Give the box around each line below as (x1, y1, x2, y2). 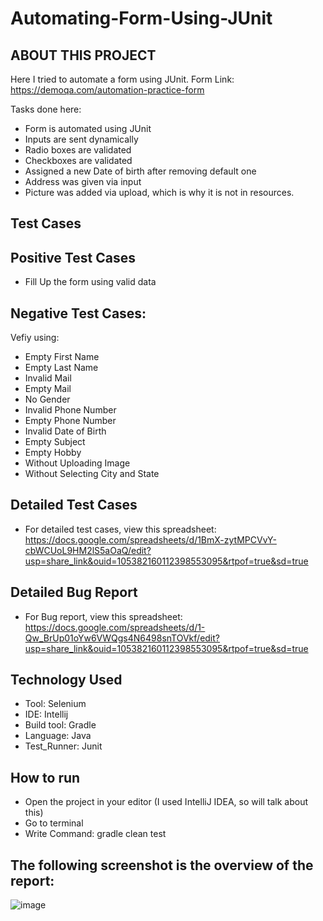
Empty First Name (24, 351, 100, 363)
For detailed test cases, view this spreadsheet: (24, 523, 217, 535)
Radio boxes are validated (24, 144, 132, 156)
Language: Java (24, 730, 92, 742)
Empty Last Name (24, 362, 99, 374)
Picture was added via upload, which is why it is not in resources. (24, 187, 295, 198)
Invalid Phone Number (24, 404, 117, 416)
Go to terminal (24, 817, 84, 829)
